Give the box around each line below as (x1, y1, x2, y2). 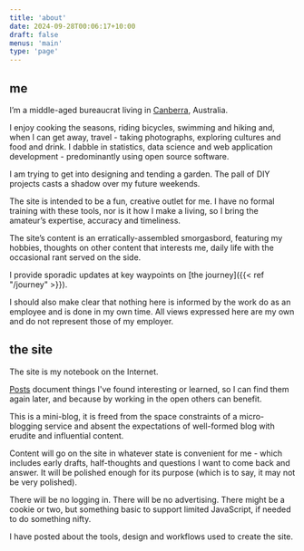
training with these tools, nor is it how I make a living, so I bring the (9, 205, 259, 216)
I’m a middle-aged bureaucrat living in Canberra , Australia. (9, 104, 229, 115)
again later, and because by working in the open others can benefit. (9, 393, 262, 404)
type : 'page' (9, 47, 59, 56)
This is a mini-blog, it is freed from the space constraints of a (9, 411, 238, 421)
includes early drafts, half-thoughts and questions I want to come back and (9, 457, 290, 468)
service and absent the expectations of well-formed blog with (44, 420, 275, 431)
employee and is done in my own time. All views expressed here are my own (9, 305, 295, 317)
